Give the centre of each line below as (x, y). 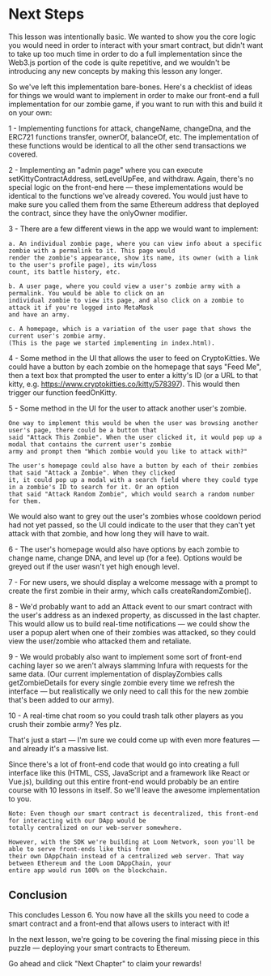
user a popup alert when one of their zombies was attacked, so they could (132, 632)
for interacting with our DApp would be (78, 820)
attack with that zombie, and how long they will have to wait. (109, 533)
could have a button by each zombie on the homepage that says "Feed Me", (135, 367)
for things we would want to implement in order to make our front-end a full (134, 95)
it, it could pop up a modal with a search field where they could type (133, 479)
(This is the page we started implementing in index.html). (112, 343)
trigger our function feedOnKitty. (63, 392)
